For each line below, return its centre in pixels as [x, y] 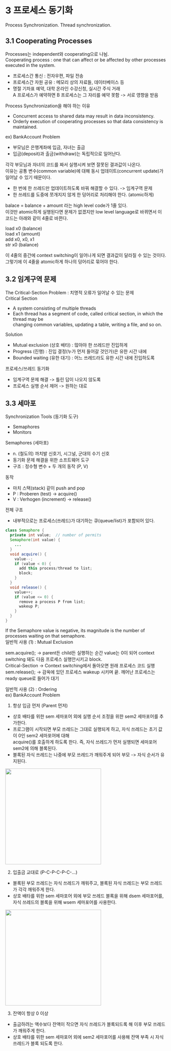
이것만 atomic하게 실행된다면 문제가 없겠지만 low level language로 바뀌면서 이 [84, 212]
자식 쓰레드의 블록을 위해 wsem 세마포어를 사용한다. [65, 902]
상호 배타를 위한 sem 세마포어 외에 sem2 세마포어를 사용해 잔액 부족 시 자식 [88, 1037]
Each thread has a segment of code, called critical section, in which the [88, 313]
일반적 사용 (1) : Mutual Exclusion [39, 642]
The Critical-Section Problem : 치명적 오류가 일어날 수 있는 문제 [70, 292]
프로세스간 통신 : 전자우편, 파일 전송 [48, 76]
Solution [14, 334]
